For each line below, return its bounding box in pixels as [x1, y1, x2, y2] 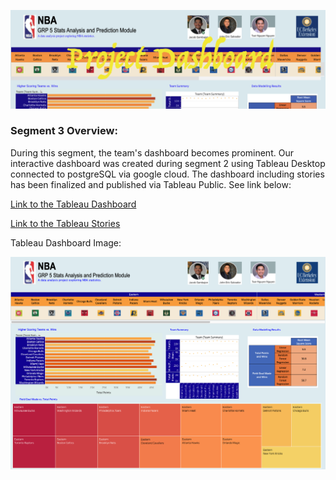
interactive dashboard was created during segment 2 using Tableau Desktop [10, 157, 326, 169]
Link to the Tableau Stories [10, 217, 121, 229]
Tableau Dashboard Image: [10, 236, 122, 249]
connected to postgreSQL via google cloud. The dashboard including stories [10, 168, 325, 180]
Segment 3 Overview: [10, 124, 118, 138]
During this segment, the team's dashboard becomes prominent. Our [10, 146, 294, 159]
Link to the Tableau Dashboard [10, 198, 137, 210]
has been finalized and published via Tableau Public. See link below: [10, 178, 292, 190]
